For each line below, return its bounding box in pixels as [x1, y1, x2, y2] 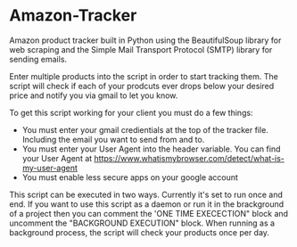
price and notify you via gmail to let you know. [9, 90, 178, 101]
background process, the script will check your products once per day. [9, 226, 270, 237]
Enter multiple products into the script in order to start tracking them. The [9, 70, 278, 81]
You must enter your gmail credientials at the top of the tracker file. [21, 124, 269, 135]
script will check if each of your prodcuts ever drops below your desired [9, 80, 275, 91]
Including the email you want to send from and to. [21, 134, 205, 144]
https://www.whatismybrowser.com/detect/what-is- [94, 152, 285, 163]
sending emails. [9, 54, 68, 64]
